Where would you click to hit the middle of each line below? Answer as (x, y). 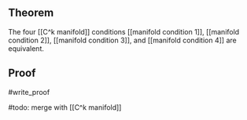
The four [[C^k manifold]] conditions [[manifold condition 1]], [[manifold (124, 31)
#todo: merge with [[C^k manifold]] (65, 107)
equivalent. (26, 48)
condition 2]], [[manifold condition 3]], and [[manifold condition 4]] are (123, 40)
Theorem (31, 13)
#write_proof (29, 92)
